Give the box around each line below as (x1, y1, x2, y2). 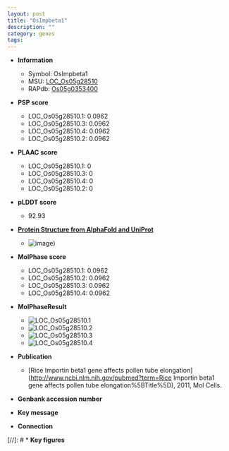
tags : (7, 37, 23, 44)
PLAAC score (17, 148, 58, 157)
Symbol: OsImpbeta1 (27, 70, 88, 78)
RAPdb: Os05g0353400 (27, 85, 99, 93)
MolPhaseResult (17, 303, 67, 311)
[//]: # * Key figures (7, 435, 65, 445)
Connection (17, 422, 53, 431)
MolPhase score (17, 253, 66, 261)
